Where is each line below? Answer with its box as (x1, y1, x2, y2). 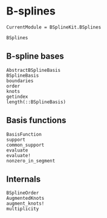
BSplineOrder (6, 190, 39, 196)
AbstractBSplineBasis (6, 67, 61, 73)
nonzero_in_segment (6, 158, 56, 164)
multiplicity (6, 206, 39, 212)
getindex (6, 94, 28, 100)
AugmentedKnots (6, 195, 45, 202)
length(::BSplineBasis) (6, 98, 66, 105)
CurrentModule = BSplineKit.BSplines (6, 24, 102, 30)
